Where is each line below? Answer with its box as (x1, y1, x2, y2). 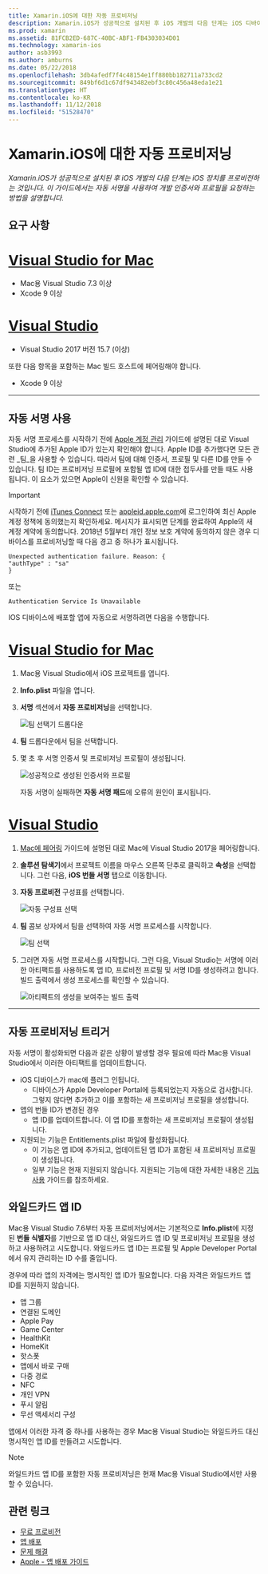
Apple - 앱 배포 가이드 (19, 1557, 89, 1567)
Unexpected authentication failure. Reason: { (8, 553, 166, 561)
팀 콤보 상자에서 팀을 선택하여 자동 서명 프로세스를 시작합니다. (19, 920, 212, 931)
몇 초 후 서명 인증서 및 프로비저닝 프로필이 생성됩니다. (19, 753, 186, 763)
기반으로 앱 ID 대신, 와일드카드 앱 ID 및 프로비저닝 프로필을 (58, 1233, 241, 1242)
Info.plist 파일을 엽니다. (19, 685, 96, 695)
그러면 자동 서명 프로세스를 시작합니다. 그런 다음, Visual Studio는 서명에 (19, 955, 244, 964)
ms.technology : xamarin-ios (8, 42, 102, 50)
